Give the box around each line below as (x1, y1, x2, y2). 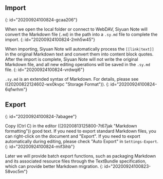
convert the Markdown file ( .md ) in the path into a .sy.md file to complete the (5, 31, 158, 37)
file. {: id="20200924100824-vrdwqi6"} (5, 67, 85, 72)
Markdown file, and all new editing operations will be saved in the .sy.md (5, 61, 150, 67)
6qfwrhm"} (5, 86, 28, 92)
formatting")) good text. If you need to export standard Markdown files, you (5, 128, 157, 134)
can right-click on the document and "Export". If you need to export (5, 133, 141, 139)
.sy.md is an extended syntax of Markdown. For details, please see (5, 76, 139, 82)
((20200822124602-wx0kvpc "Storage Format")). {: (5, 81, 109, 87)
